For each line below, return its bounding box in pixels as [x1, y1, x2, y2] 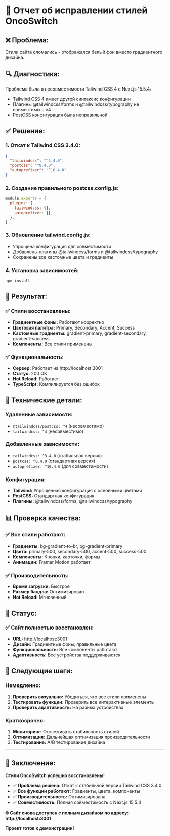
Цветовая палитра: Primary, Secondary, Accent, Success [12, 324, 135, 331]
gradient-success [12, 335, 50, 341]
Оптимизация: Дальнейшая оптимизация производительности [12, 734, 150, 740]
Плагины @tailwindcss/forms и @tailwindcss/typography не [12, 101, 139, 107]
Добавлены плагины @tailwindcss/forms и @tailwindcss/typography [12, 249, 158, 255]
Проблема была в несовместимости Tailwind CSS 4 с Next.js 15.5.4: [5, 86, 152, 92]
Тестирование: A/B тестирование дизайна [12, 739, 105, 745]
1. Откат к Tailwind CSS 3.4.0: [5, 142, 81, 149]
